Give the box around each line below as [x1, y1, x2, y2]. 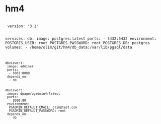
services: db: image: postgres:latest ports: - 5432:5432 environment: [5, 36, 157, 41]
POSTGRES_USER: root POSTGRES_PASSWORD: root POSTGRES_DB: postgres [5, 40, 150, 45]
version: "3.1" [7, 23, 39, 29]
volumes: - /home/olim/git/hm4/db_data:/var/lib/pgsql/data [5, 45, 133, 50]
